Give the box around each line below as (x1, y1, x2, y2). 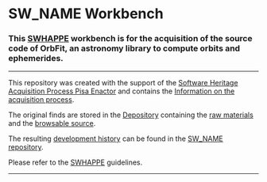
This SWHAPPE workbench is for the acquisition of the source (8, 33, 253, 44)
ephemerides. (8, 53, 64, 64)
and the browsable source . (8, 119, 96, 128)
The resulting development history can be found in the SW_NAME (8, 134, 224, 143)
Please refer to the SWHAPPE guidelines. (8, 157, 143, 167)
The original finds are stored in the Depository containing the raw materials (8, 110, 254, 119)
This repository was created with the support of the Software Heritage (8, 78, 238, 88)
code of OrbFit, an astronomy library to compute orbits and (8, 43, 241, 54)
